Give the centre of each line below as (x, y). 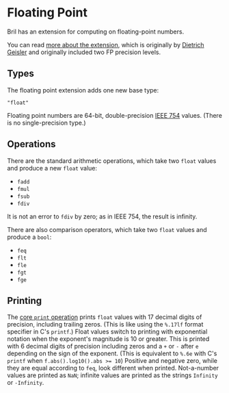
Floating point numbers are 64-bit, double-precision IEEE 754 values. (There (114, 115)
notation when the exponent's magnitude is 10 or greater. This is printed (108, 339)
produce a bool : (29, 237)
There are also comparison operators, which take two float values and (107, 229)
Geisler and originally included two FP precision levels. (84, 52)
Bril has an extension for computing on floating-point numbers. (96, 31)
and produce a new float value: (52, 168)
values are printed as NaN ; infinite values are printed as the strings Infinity (112, 375)
